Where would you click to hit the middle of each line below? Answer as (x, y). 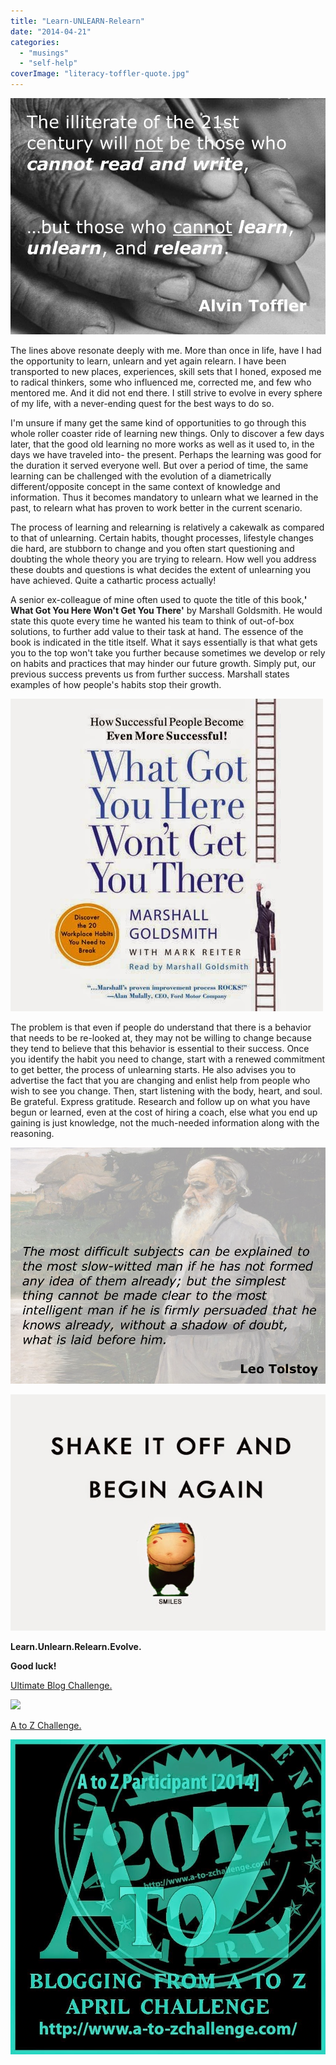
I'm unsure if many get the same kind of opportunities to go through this (158, 423)
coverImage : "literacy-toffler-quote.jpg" (100, 74)
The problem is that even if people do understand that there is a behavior (161, 1027)
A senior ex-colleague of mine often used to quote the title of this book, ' (159, 599)
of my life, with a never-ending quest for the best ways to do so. (142, 403)
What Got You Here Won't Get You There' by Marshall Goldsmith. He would (166, 610)
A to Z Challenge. (46, 1725)
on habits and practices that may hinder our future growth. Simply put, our (163, 663)
